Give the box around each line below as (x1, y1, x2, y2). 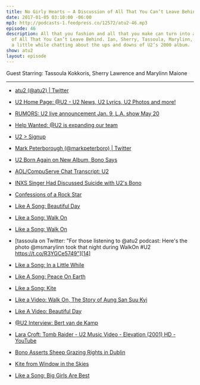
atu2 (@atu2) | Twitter (14, 87, 69, 94)
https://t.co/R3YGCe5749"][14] (14, 250, 91, 257)
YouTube (14, 337, 37, 344)
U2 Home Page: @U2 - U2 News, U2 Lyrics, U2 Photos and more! (14, 98, 176, 105)
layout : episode (6, 53, 46, 59)
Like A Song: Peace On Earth (14, 273, 86, 280)
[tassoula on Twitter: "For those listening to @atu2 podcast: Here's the (14, 237, 187, 244)
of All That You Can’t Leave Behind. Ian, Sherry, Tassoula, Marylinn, (11, 36, 193, 42)
